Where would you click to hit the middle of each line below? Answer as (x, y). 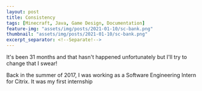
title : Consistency (31, 17)
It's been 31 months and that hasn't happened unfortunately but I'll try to (97, 57)
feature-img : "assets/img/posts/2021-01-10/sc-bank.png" (80, 29)
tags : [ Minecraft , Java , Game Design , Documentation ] (76, 23)
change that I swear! (32, 63)
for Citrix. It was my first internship (49, 81)
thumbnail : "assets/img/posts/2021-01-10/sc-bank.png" (77, 34)
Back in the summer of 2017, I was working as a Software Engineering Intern (101, 75)
